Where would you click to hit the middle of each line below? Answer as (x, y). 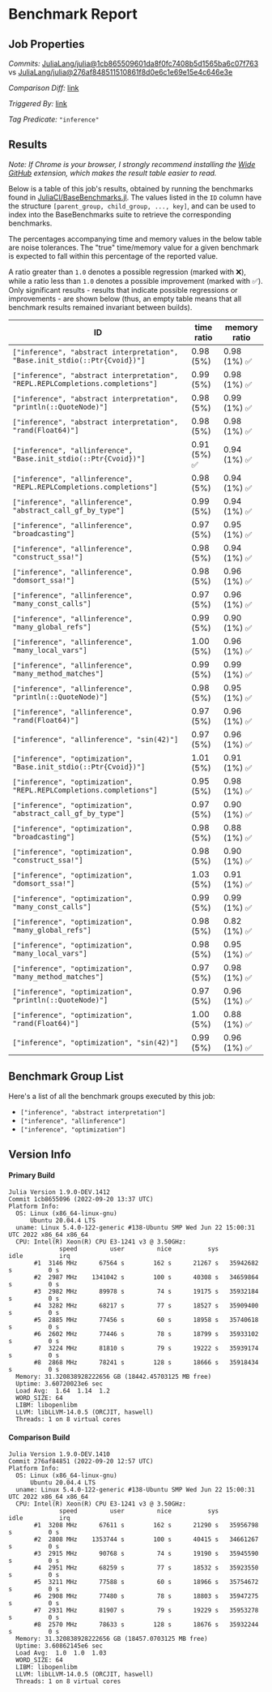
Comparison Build (39, 1437)
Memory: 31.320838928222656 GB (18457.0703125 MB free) (112, 1639)
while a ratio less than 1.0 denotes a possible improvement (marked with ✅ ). (136, 281)
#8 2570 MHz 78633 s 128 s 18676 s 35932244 (146, 1625)
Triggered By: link (38, 103)
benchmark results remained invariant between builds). (100, 307)
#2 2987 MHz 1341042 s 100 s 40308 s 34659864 (146, 1278)
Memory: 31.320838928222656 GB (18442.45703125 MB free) (114, 1377)
